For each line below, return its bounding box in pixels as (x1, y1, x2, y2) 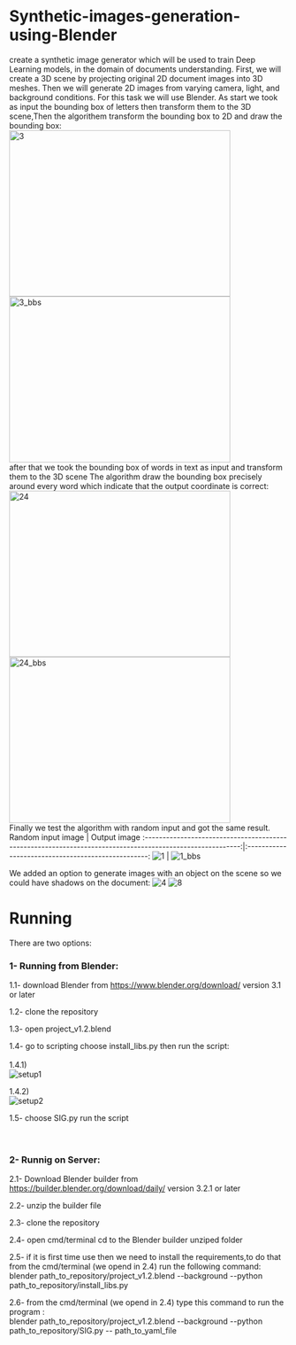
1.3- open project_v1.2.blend (9, 1023, 112, 1034)
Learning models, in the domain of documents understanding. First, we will (9, 64, 281, 74)
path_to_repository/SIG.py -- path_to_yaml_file (9, 1326, 177, 1336)
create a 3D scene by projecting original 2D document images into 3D (9, 73, 263, 83)
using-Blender (9, 25, 118, 45)
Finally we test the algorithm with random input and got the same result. (9, 822, 271, 833)
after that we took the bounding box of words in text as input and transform (9, 462, 283, 472)
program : (9, 1307, 45, 1318)
